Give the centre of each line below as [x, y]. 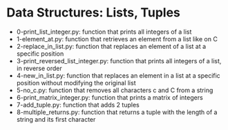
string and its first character [56, 119]
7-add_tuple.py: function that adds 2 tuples [78, 105]
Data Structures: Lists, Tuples [94, 13]
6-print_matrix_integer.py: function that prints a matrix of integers [110, 97]
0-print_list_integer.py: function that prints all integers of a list [104, 32]
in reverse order [39, 68]
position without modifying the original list [76, 83]
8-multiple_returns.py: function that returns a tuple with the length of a [117, 112]
